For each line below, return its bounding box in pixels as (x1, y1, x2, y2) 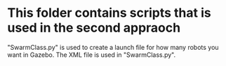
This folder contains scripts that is (7, 5, 212, 21)
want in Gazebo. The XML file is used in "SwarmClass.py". (7, 51, 176, 59)
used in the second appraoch (7, 20, 181, 36)
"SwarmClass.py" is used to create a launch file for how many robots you (7, 43, 219, 51)
